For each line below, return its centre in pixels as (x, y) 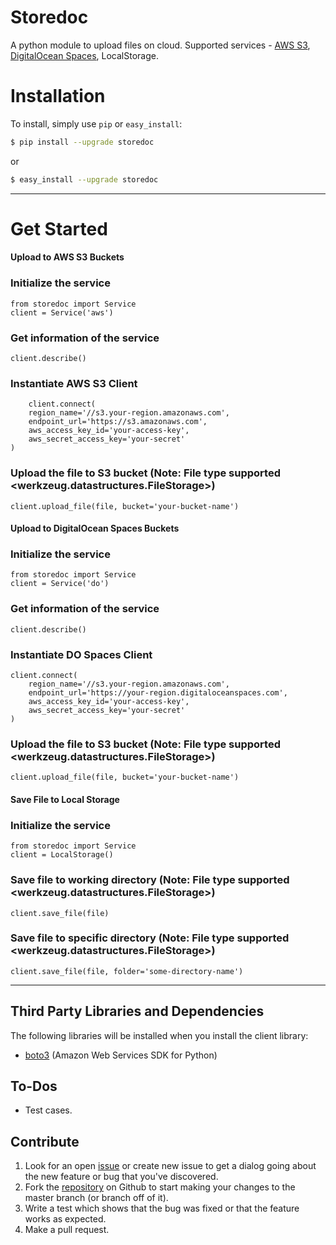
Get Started (59, 228)
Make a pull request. (67, 1230)
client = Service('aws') (62, 312)
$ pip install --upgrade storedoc (82, 142)
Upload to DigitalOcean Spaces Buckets (95, 528)
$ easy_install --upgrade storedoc (84, 179)
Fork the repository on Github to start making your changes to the (160, 1187)
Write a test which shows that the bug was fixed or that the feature (162, 1208)
